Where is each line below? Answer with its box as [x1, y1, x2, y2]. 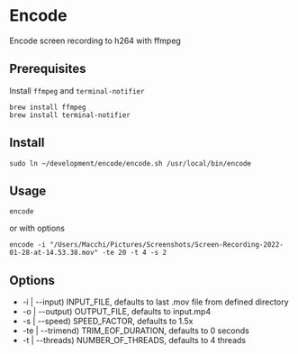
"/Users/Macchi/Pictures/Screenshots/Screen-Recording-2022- [49, 241, 284, 250]
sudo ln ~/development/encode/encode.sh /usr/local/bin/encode [9, 159, 252, 168]
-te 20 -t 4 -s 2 [102, 249, 167, 258]
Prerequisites [9, 61, 86, 77]
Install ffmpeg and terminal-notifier [9, 85, 145, 95]
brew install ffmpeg [9, 103, 87, 112]
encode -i [9, 241, 47, 250]
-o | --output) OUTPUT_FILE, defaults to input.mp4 [22, 306, 212, 317]
